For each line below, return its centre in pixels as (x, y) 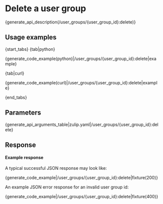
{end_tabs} (16, 97)
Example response (24, 157)
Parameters (23, 113)
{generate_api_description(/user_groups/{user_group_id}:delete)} (71, 22)
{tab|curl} (15, 73)
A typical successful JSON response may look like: (56, 168)
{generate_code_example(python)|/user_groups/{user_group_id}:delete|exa (81, 59)
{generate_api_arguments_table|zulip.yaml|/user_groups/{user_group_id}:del (82, 124)
